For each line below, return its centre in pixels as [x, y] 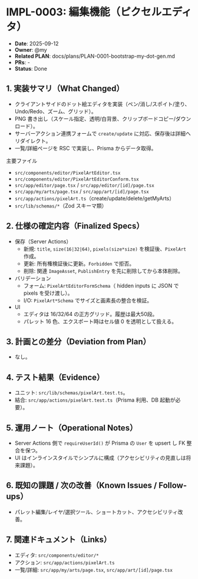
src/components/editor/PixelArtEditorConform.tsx [77, 179]
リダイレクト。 [33, 141]
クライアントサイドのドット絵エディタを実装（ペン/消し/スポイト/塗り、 [102, 104]
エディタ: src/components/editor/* [57, 555]
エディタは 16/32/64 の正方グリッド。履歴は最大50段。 [90, 314]
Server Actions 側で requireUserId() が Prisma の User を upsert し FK [100, 443]
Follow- [173, 486]
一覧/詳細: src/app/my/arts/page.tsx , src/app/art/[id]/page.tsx [93, 570]
